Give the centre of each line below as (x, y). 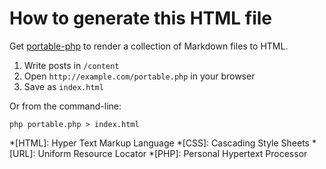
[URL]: (22, 153)
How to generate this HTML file (141, 18)
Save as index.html (63, 86)
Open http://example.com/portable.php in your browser (139, 76)
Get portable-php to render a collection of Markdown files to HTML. (149, 46)
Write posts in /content (71, 65)
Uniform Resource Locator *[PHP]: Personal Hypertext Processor (172, 153)
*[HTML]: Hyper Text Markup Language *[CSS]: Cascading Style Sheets (159, 143)
